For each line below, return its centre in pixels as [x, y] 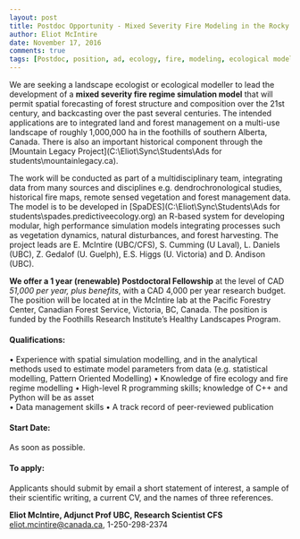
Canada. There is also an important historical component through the [136, 141]
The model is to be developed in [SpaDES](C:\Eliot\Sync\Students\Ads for [145, 206]
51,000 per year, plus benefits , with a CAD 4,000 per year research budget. [148, 291]
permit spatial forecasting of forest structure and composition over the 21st [147, 103]
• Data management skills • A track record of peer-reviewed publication [142, 407]
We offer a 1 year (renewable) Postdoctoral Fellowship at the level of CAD [147, 281]
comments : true [37, 51]
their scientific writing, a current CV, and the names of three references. [142, 497]
